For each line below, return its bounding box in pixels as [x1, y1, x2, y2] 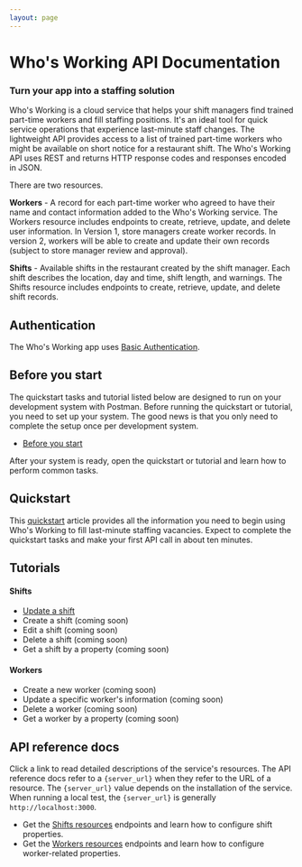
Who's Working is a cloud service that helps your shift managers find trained [9, 105, 294, 115]
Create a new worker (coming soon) [22, 685, 157, 696]
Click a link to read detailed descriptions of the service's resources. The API [9, 763, 291, 774]
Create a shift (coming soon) [22, 615, 129, 626]
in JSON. [9, 162, 42, 173]
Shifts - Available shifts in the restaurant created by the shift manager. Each [9, 263, 290, 273]
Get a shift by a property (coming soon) [22, 644, 169, 655]
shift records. [9, 291, 59, 302]
